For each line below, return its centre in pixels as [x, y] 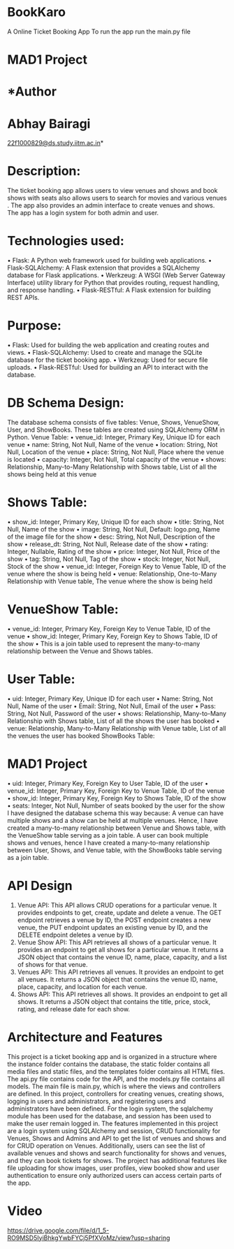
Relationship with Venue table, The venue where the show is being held [110, 581]
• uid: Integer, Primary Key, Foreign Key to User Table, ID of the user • [108, 783]
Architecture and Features [85, 1037]
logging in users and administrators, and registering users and [97, 1101]
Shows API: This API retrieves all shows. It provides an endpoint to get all [122, 994]
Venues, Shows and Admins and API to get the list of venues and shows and [117, 1138]
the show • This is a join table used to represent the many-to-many [104, 643]
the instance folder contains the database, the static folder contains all [109, 1064]
